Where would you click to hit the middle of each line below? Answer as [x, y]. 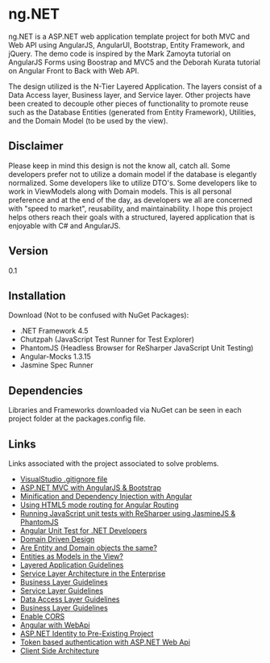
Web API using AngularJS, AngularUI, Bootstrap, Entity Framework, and [127, 44]
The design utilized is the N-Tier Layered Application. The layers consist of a [135, 86]
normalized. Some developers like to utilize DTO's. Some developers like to [133, 183]
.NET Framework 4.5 [54, 331]
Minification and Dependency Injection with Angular [106, 496]
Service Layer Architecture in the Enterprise [93, 573]
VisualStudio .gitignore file [64, 479]
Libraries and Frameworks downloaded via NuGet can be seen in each [125, 410]
